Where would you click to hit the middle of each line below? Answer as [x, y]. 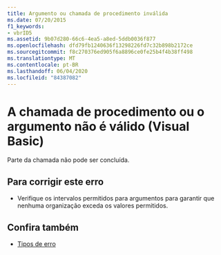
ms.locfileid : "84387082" [44, 78]
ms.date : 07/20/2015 [37, 20]
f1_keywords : [26, 26]
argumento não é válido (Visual [98, 126]
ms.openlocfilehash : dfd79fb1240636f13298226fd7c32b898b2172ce [100, 45]
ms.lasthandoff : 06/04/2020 [48, 71]
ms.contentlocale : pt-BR [43, 65]
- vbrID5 [20, 33]
